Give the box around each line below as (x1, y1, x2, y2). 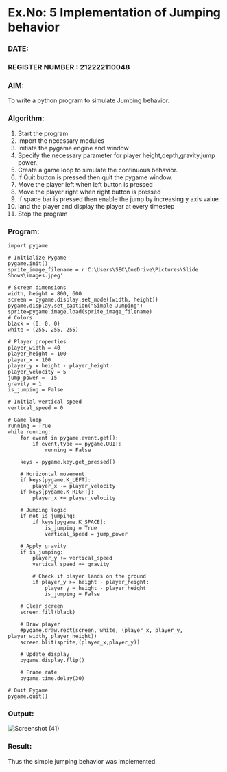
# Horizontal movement (20, 470, 85, 477)
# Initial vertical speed (8, 398, 82, 405)
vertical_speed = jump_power (44, 530, 128, 537)
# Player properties (8, 338, 67, 345)
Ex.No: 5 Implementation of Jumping (8, 5, 222, 21)
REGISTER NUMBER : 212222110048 (8, 63, 130, 72)
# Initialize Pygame (8, 254, 67, 261)
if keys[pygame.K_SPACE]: (32, 519, 107, 525)
